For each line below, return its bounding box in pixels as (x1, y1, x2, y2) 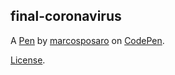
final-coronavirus (10, 8, 122, 25)
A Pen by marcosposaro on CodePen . (10, 34, 165, 46)
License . (10, 54, 46, 66)
